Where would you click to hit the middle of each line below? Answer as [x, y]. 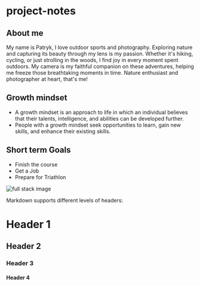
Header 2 [24, 246]
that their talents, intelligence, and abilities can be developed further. [99, 118]
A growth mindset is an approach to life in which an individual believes [101, 112]
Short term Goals [39, 150]
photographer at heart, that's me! [47, 79]
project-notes [41, 11]
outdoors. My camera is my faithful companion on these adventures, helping [100, 66]
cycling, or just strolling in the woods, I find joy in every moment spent [92, 60]
